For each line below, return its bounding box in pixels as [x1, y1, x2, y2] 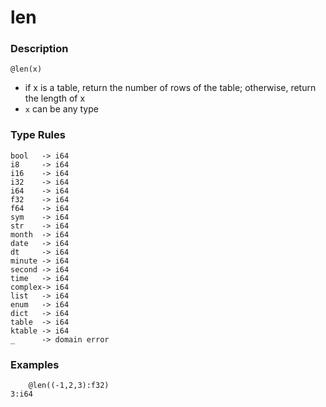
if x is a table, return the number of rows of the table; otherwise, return [24, 82, 317, 94]
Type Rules [10, 128, 66, 142]
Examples [10, 357, 60, 371]
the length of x [24, 92, 86, 105]
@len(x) [10, 64, 43, 75]
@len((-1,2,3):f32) [28, 381, 110, 391]
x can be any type [24, 103, 99, 115]
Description [10, 42, 69, 56]
